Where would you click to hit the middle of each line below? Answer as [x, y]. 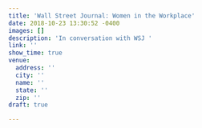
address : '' [36, 68]
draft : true [28, 105]
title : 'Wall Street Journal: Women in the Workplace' [102, 16]
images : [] [26, 30]
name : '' [30, 82]
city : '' [30, 75]
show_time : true [35, 53]
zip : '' [28, 98]
